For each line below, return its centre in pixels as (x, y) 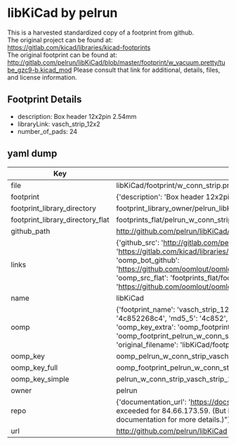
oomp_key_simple (40, 379)
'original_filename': (147, 344)
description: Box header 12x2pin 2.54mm (77, 116)
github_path (31, 231)
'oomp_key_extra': (146, 327)
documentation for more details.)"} (173, 419)
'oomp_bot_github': (147, 260)
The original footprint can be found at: (62, 55)
